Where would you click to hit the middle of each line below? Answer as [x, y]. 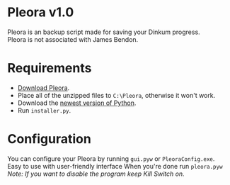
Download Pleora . [44, 88]
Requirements [50, 68]
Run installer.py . [44, 110]
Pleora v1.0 [41, 12]
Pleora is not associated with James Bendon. [73, 39]
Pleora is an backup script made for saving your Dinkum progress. [104, 32]
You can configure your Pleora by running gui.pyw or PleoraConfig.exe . [111, 158]
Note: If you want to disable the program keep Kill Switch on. [96, 174]
